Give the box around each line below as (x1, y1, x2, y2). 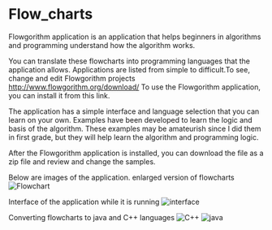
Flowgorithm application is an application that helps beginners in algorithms (8, 32, 261, 41)
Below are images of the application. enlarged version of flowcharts (8, 172, 235, 182)
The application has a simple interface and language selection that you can (8, 106, 260, 116)
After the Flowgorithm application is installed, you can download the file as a (8, 148, 264, 158)
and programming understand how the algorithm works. (8, 40, 196, 50)
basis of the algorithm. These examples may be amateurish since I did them (8, 124, 261, 133)
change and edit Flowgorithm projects (8, 73, 136, 83)
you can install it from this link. (8, 90, 110, 100)
